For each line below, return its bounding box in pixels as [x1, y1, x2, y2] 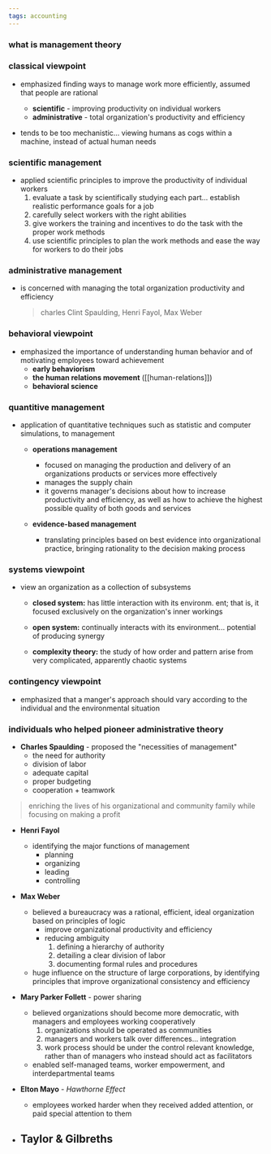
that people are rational [19, 87, 99, 98]
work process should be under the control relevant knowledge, [44, 1043, 255, 1052]
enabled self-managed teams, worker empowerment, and [32, 1060, 226, 1069]
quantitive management [8, 401, 105, 413]
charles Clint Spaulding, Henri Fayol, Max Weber [40, 308, 203, 317]
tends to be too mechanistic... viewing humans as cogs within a [19, 128, 233, 138]
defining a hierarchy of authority [56, 942, 165, 951]
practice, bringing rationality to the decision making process [44, 544, 246, 553]
